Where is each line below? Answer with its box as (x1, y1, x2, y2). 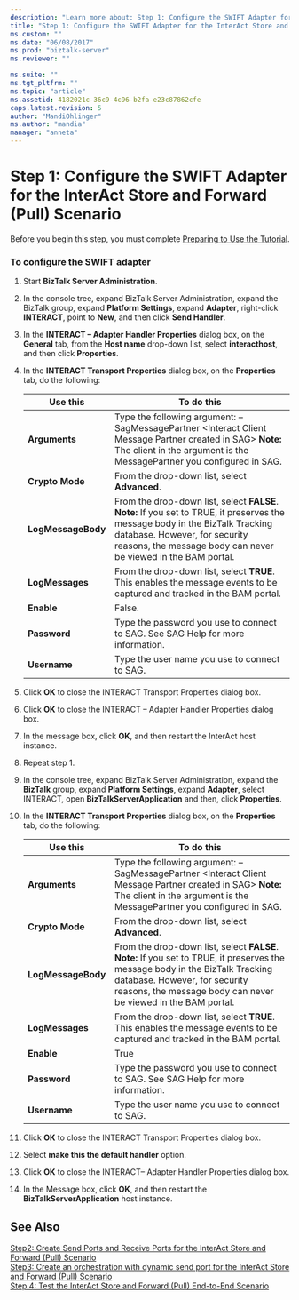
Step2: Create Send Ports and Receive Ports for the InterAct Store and (10, 1243, 266, 1254)
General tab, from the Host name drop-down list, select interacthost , (22, 339, 279, 349)
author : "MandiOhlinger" (10, 112, 102, 121)
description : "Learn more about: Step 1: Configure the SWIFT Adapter (10, 12, 277, 22)
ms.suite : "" (10, 70, 59, 80)
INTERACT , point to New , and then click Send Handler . (22, 312, 226, 323)
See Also (10, 1219, 60, 1234)
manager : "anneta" (10, 128, 78, 138)
